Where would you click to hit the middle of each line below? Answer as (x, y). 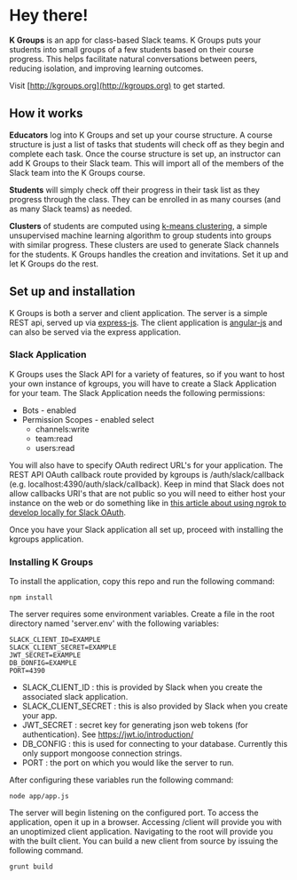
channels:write (63, 429)
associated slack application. (75, 697)
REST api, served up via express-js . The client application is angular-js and (146, 322)
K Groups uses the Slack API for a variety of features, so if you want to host (147, 374)
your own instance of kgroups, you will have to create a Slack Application (143, 384)
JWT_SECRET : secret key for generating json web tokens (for (135, 725)
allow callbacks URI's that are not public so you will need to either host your (148, 493)
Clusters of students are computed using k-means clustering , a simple (138, 226)
